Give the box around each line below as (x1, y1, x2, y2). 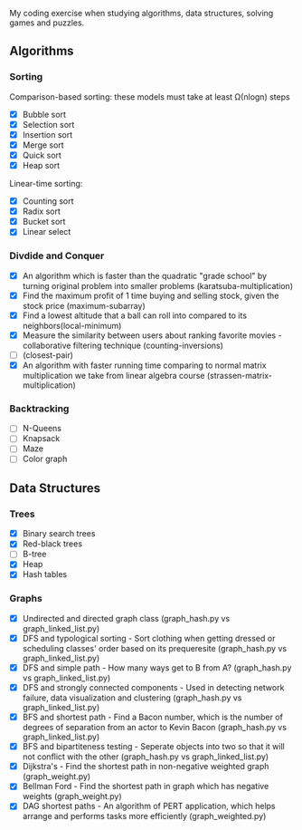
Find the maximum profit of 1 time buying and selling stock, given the (22, 290, 279, 301)
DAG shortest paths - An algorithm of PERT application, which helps (22, 801, 276, 812)
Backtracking (9, 402, 70, 415)
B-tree (22, 548, 47, 560)
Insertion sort (22, 129, 73, 140)
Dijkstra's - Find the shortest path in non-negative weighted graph (22, 761, 269, 772)
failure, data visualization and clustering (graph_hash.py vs (22, 692, 242, 703)
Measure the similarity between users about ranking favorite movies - (22, 330, 282, 341)
